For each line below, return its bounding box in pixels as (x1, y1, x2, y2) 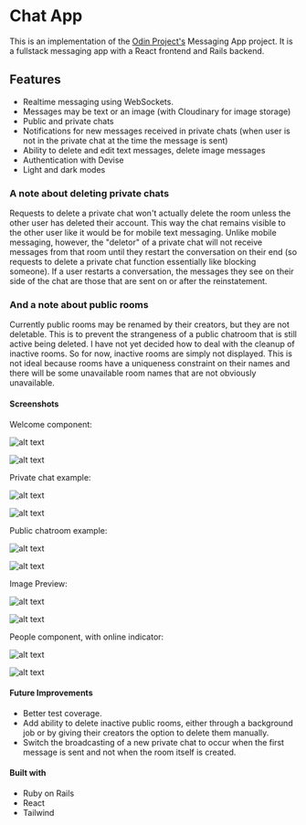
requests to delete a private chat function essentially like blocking (9, 257, 257, 268)
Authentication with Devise (22, 154, 125, 165)
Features (9, 72, 61, 88)
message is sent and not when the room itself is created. (22, 746, 237, 757)
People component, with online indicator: (9, 631, 164, 642)
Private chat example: (9, 471, 91, 482)
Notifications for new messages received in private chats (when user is (22, 125, 290, 136)
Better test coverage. (22, 707, 102, 718)
